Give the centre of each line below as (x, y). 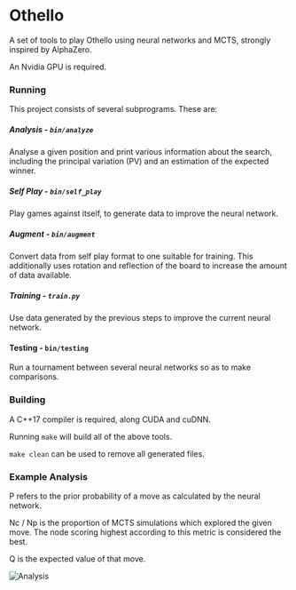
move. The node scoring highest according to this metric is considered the (145, 532)
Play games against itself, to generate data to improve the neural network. (144, 213)
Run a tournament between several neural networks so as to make (130, 367)
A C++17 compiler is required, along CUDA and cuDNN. (110, 419)
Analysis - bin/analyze (51, 129)
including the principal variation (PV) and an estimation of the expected (139, 162)
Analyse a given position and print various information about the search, (141, 152)
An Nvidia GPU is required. (58, 67)
